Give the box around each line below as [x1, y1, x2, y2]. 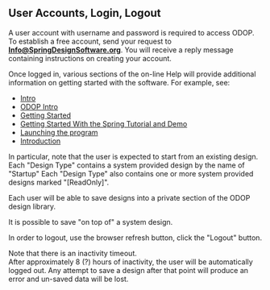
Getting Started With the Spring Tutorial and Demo [19, 118, 188, 128]
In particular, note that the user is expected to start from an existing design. [8, 151, 259, 161]
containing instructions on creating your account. [8, 53, 172, 63]
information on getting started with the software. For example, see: [8, 77, 231, 87]
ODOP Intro [19, 101, 59, 111]
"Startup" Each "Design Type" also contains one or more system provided [8, 168, 254, 178]
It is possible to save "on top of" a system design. [8, 217, 173, 226]
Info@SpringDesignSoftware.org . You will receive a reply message [8, 44, 234, 55]
